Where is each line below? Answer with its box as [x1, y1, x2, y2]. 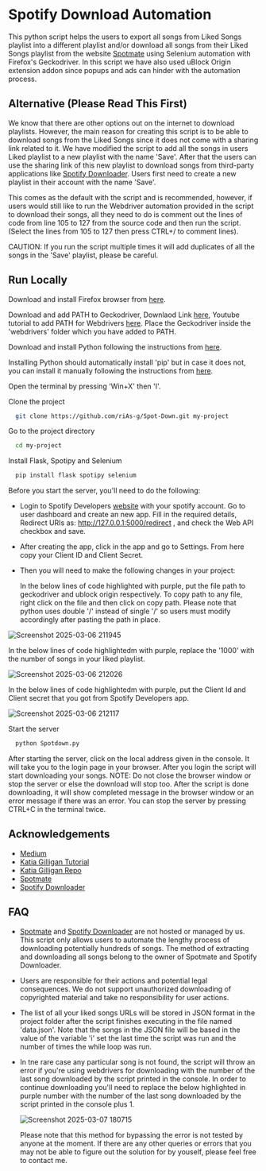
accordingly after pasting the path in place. [19, 615, 161, 624]
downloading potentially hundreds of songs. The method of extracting [19, 943, 249, 953]
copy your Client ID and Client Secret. [19, 551, 144, 560]
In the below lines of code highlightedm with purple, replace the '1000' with [8, 646, 255, 655]
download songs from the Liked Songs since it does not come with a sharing [8, 135, 259, 145]
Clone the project [8, 396, 65, 406]
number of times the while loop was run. [19, 1042, 152, 1051]
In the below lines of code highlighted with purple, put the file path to [19, 582, 246, 591]
